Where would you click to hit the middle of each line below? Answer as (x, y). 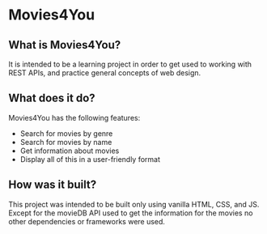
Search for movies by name (66, 142)
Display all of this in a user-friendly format (90, 159)
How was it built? (53, 185)
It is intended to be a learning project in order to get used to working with (130, 64)
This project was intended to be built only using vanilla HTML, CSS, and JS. (134, 204)
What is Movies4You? (65, 45)
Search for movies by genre (66, 133)
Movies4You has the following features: (74, 117)
